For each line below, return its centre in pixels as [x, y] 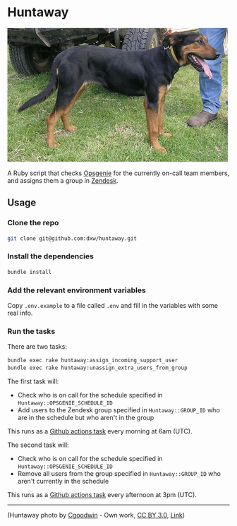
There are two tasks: [37, 347]
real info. [20, 313]
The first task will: [33, 381]
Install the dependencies [50, 256]
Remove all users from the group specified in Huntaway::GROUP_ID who [119, 474]
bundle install [30, 272]
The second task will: [38, 445]
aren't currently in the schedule [63, 482]
